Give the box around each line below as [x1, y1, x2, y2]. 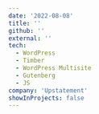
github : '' [8, 26, 45, 35]
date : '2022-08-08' [8, 11, 74, 20]
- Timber [15, 57, 45, 65]
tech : [8, 42, 27, 50]
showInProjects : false [8, 94, 85, 102]
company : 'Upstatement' [8, 86, 89, 95]
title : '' [8, 19, 42, 27]
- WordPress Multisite [15, 64, 92, 72]
